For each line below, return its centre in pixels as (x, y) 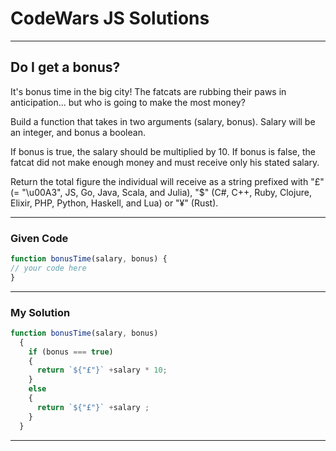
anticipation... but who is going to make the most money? (128, 102)
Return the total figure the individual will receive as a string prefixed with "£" (167, 181)
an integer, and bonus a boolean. (78, 132)
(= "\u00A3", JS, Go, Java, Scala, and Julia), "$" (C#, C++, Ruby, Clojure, (161, 192)
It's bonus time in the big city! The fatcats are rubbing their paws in (148, 91)
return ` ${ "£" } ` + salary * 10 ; (102, 370)
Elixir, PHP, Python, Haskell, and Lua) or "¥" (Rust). (114, 203)
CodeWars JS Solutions (110, 18)
